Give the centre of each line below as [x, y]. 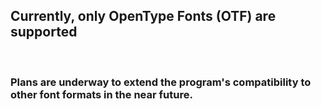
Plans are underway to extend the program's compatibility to [161, 82]
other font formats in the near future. [101, 94]
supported [44, 32]
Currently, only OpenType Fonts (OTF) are [143, 16]
